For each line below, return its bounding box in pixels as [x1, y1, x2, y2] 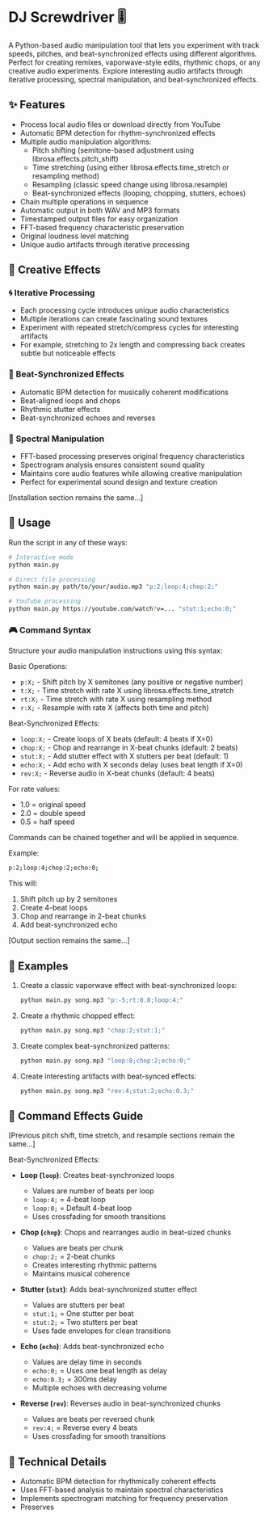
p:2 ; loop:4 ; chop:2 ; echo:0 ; [8, 864, 99, 873]
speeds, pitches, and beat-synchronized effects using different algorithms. [8, 48, 258, 58]
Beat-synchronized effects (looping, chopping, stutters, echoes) [32, 188, 246, 198]
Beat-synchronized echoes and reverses [19, 413, 156, 423]
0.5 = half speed [19, 817, 75, 826]
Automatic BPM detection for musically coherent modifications [19, 387, 229, 397]
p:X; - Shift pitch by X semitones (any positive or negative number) [19, 677, 244, 687]
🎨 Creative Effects [8, 263, 101, 277]
